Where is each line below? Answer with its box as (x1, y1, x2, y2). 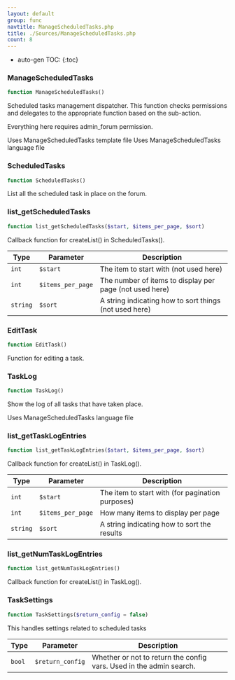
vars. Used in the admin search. (92, 661, 196, 671)
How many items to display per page (99, 508, 220, 518)
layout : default (7, 10, 55, 18)
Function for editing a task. (7, 354, 85, 362)
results (99, 528, 122, 538)
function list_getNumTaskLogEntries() (7, 565, 120, 572)
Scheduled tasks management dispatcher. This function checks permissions (7, 102, 227, 110)
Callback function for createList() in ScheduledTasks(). (7, 235, 165, 244)
